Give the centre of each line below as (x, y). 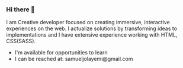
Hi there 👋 (21, 9)
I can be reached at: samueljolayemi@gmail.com (74, 59)
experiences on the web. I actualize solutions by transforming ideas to (92, 28)
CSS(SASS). (21, 41)
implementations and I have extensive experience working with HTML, (92, 35)
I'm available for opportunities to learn (61, 53)
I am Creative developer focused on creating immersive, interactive (88, 22)
